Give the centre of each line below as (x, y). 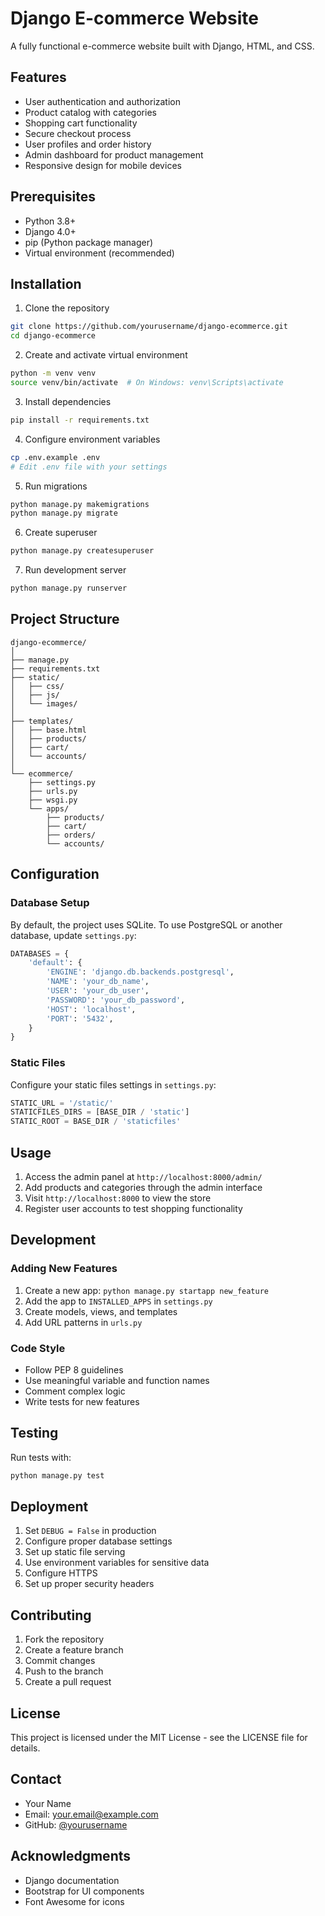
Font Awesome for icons (74, 1901)
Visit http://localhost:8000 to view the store (118, 1198)
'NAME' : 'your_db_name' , (98, 982)
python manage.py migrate (64, 513)
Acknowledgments (71, 1856)
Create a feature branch (74, 1650)
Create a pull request (68, 1682)
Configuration (55, 874)
